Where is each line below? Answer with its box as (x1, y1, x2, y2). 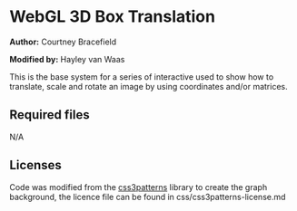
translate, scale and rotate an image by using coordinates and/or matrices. (9, 81, 288, 91)
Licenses (9, 158, 62, 173)
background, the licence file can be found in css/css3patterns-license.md (9, 191, 286, 202)
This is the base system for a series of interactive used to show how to (9, 71, 274, 82)
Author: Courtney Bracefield (9, 36, 117, 47)
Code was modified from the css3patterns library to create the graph (9, 181, 268, 192)
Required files (9, 107, 90, 123)
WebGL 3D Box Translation (9, 6, 216, 27)
